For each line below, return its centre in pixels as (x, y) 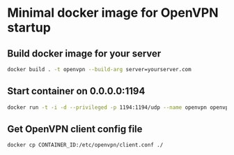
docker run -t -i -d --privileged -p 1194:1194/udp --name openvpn (107, 107)
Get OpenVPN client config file (75, 129)
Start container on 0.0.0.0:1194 (76, 91)
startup (29, 28)
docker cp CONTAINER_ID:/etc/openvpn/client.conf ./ (85, 145)
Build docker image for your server (84, 53)
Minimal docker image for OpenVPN (113, 13)
